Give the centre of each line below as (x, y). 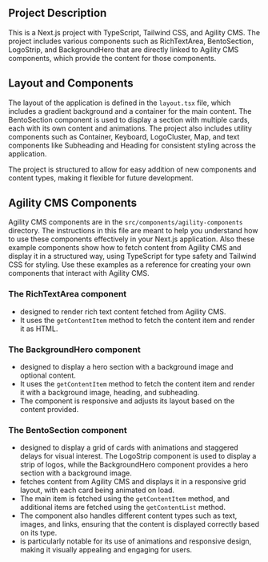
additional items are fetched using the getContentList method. (123, 507)
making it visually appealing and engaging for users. (106, 550)
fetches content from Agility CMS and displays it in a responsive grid (133, 482)
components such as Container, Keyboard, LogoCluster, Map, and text (124, 136)
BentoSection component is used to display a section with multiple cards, (129, 119)
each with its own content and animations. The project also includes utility (130, 128)
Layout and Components (71, 83)
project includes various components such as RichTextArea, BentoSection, (131, 41)
